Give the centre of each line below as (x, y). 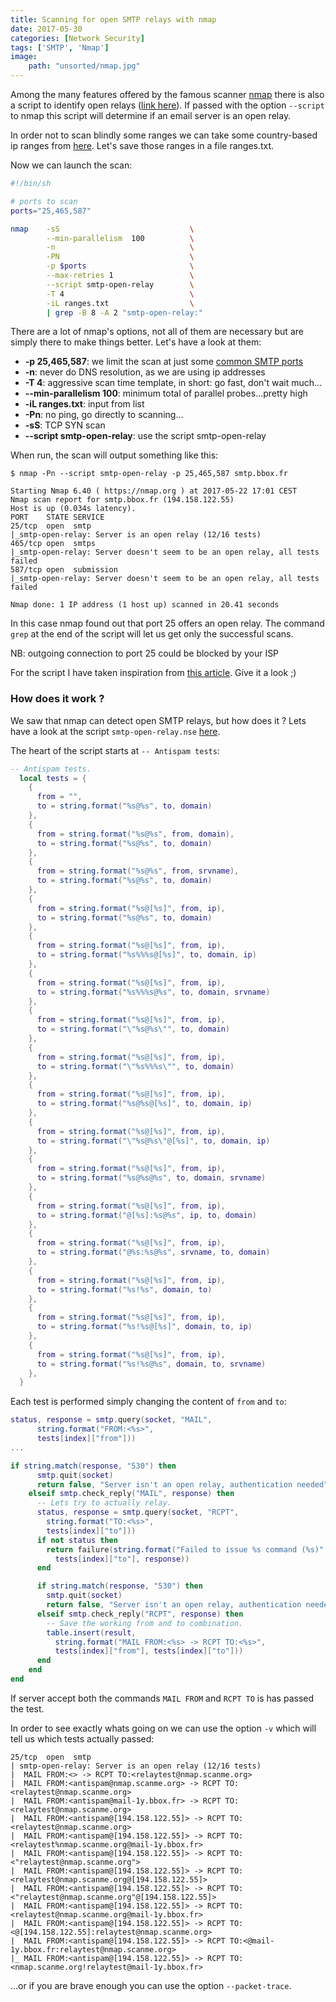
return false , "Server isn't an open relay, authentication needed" (182, 1484)
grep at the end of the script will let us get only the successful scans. (152, 634)
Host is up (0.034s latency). (73, 509)
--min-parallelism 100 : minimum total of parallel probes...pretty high (166, 393)
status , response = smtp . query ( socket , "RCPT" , (138, 1512)
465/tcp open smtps (53, 544)
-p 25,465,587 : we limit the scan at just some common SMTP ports (164, 362)
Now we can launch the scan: (71, 165)
